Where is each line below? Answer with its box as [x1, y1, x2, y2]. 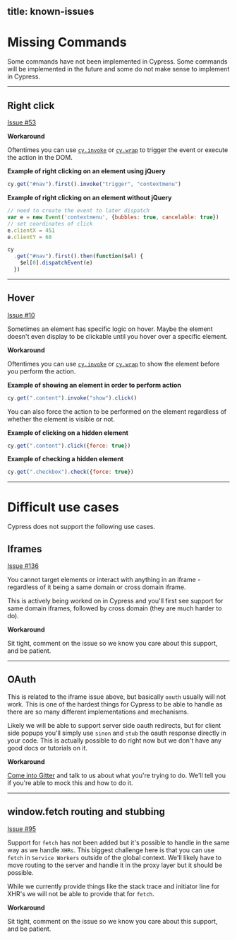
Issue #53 [7, 118, 37, 127]
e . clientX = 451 [7, 226, 55, 234]
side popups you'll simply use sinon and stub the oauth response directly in [7, 729, 227, 737]
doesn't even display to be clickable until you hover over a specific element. [7, 332, 228, 340]
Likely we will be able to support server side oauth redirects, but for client [7, 721, 221, 729]
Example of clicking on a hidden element [7, 428, 129, 437]
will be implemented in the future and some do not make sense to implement [7, 65, 230, 74]
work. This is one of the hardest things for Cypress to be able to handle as [7, 700, 223, 708]
